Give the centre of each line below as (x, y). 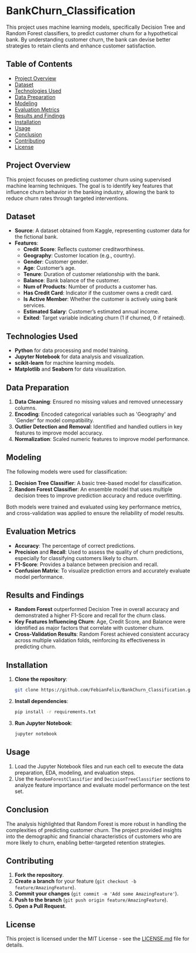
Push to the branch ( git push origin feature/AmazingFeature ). (91, 900)
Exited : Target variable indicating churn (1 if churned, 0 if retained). (104, 318)
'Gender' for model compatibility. (54, 420)
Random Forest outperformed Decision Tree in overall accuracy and (97, 609)
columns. (25, 408)
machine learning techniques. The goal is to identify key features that (90, 185)
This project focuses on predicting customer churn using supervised (89, 179)
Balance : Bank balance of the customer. (72, 280)
